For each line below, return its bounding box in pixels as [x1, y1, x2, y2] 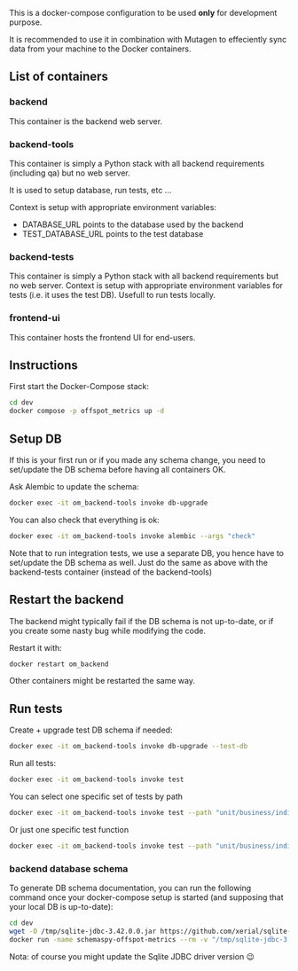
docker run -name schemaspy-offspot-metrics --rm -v [9, 935, 208, 944]
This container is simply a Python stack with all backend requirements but [9, 270, 279, 282]
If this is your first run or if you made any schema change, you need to [9, 454, 266, 465]
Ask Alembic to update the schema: [9, 481, 139, 491]
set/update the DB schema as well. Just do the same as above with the [9, 557, 269, 568]
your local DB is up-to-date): [9, 902, 114, 912]
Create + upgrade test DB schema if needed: [9, 724, 173, 735]
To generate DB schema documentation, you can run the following [9, 882, 252, 893]
